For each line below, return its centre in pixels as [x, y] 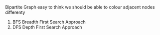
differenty [15, 12]
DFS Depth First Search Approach [47, 27]
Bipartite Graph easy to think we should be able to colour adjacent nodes [80, 7]
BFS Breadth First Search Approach [49, 22]
